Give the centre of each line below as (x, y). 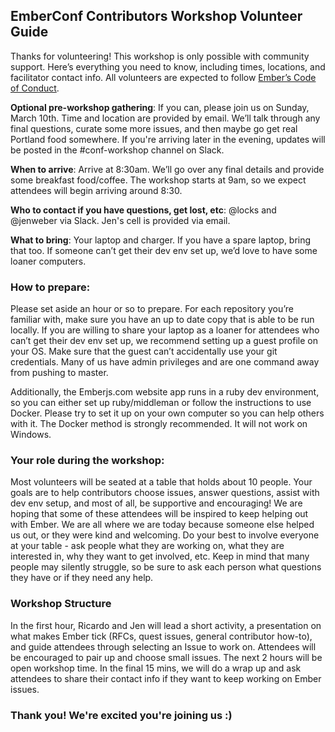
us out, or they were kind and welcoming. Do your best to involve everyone (165, 535)
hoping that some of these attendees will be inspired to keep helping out (159, 514)
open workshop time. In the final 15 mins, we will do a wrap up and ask (156, 668)
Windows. (31, 435)
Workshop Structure (61, 604)
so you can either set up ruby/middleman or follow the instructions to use (161, 403)
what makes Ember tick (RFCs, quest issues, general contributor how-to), (161, 636)
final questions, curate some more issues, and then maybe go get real (154, 128)
